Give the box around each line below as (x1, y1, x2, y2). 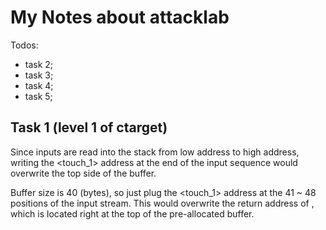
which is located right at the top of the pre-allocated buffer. (10, 207, 255, 220)
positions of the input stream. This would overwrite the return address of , (10, 197, 315, 209)
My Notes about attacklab (10, 6, 230, 29)
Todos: (10, 39, 39, 51)
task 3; (24, 69, 54, 81)
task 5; (24, 90, 53, 102)
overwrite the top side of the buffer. (10, 167, 157, 179)
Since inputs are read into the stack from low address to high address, (10, 146, 300, 158)
